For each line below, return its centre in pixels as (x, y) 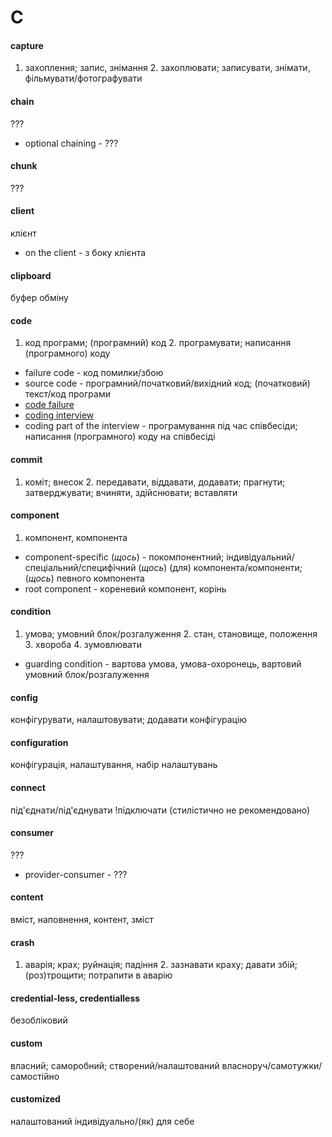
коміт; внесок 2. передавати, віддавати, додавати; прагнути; (155, 482)
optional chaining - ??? (71, 143)
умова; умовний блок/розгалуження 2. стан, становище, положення (171, 634)
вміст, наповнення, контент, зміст (82, 920)
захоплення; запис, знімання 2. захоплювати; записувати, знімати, (167, 68)
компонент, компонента (76, 537)
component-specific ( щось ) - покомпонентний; (124, 557)
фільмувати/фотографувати (83, 78)
